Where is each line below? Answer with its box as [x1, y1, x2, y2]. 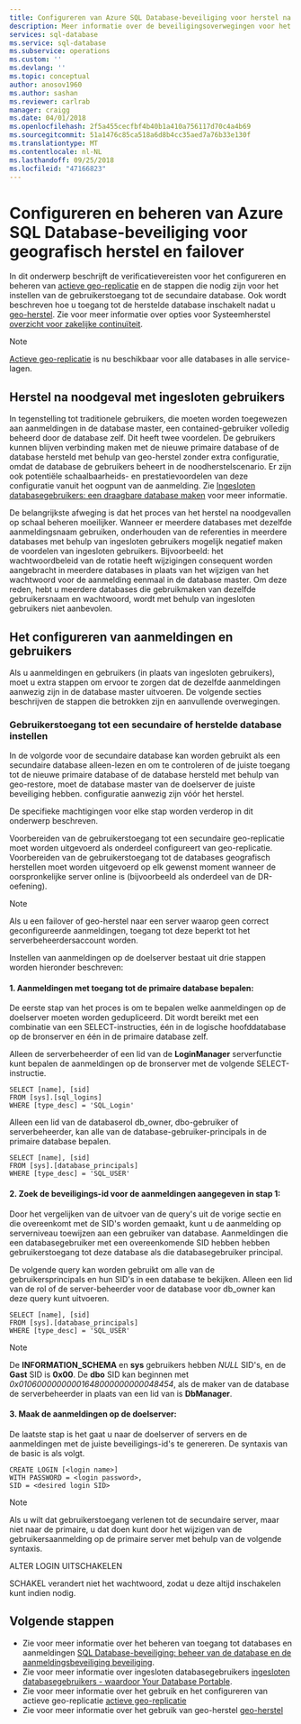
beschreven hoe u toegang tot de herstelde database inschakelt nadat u [9, 299, 276, 311]
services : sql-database [9, 30, 99, 39]
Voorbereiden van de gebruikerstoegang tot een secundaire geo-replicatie [9, 833, 285, 844]
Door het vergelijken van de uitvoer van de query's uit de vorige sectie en [9, 1209, 281, 1219]
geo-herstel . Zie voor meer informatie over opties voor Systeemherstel [9, 309, 271, 320]
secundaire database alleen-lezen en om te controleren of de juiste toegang [9, 760, 290, 771]
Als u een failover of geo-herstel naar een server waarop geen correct [9, 916, 270, 926]
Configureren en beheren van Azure [9, 203, 284, 223]
